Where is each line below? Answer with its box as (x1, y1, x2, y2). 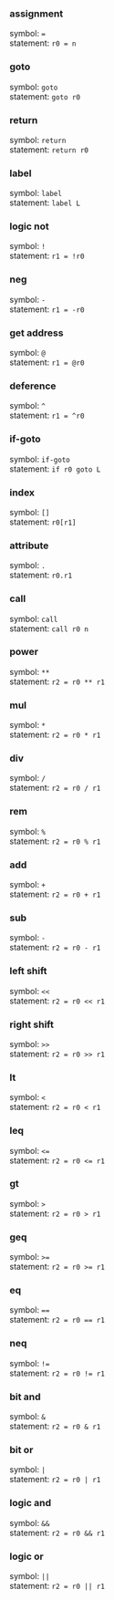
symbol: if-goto (9, 453, 70, 464)
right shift (9, 1018, 55, 1031)
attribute (9, 539, 49, 552)
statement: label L (9, 197, 80, 208)
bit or (9, 1443, 34, 1456)
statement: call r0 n (9, 623, 89, 634)
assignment (9, 7, 64, 20)
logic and (9, 1497, 52, 1510)
